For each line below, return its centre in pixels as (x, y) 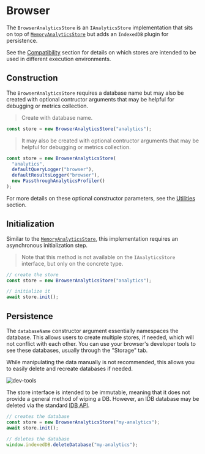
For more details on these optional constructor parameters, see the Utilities (101, 198)
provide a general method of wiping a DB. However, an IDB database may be (103, 399)
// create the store (33, 275)
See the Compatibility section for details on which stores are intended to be (101, 52)
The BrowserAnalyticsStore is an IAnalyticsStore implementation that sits (100, 27)
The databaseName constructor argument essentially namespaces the (92, 331)
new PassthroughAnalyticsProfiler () (58, 181)
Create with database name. (57, 117)
